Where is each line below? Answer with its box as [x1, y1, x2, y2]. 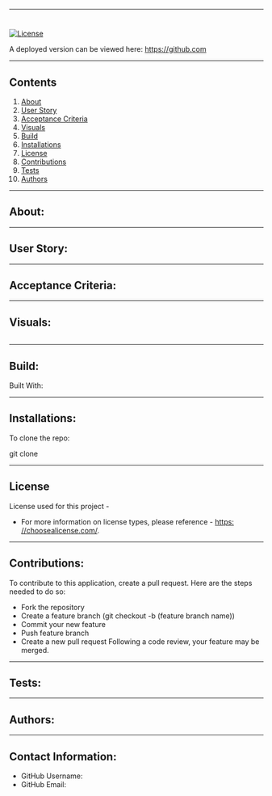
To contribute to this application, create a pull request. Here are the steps [9, 578, 253, 588]
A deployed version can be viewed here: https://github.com [9, 44, 207, 54]
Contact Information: [9, 749, 117, 764]
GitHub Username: [20, 771, 83, 781]
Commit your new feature [20, 619, 106, 629]
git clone [9, 449, 39, 458]
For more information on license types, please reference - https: [20, 516, 235, 526]
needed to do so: [9, 587, 66, 596]
